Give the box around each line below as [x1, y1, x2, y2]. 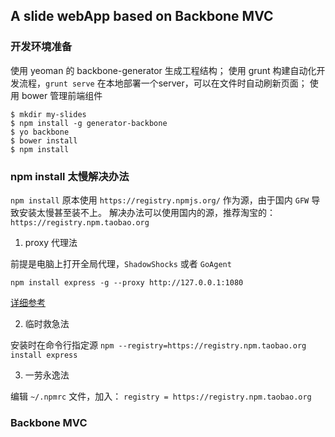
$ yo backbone [10, 127, 70, 137]
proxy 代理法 [24, 236, 78, 248]
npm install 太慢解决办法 [10, 169, 130, 183]
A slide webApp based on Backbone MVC [10, 8, 274, 25]
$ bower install [10, 135, 78, 146]
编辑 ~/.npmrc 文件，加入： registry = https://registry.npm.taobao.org [10, 390, 312, 402]
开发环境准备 [10, 40, 73, 54]
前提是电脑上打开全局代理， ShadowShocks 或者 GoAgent [10, 257, 232, 269]
